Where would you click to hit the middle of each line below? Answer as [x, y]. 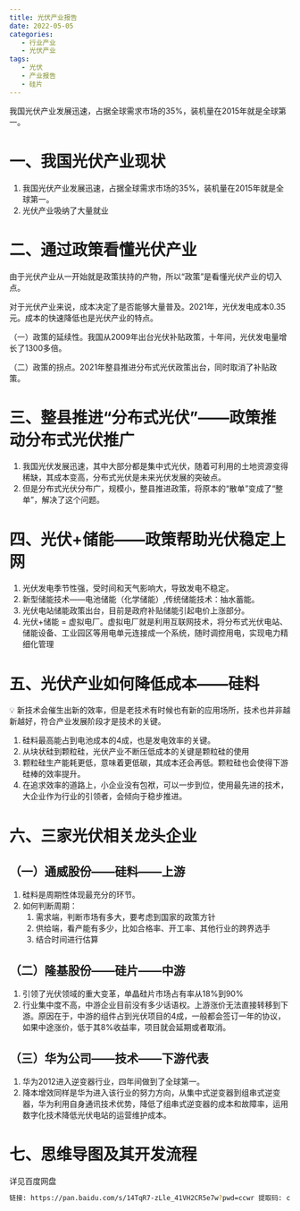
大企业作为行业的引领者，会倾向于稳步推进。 [104, 797]
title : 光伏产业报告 [43, 17]
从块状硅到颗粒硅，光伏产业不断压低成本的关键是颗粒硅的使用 [136, 752]
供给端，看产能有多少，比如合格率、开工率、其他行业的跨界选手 [153, 928]
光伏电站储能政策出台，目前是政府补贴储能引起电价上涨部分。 [136, 610]
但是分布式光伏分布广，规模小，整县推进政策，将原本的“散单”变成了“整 [153, 489]
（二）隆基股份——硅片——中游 [97, 971]
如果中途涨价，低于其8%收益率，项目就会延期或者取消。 [126, 1028]
